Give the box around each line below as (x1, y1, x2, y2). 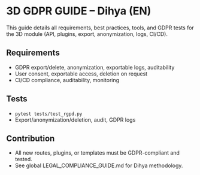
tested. (14, 156, 33, 163)
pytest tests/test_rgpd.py (14, 111, 83, 117)
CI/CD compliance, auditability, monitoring (14, 76, 120, 83)
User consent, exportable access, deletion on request (14, 70, 148, 77)
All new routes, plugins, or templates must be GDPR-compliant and (14, 149, 180, 156)
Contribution (6, 133, 55, 143)
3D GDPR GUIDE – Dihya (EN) (6, 4, 151, 18)
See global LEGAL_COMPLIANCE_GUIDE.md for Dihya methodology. (14, 162, 183, 169)
